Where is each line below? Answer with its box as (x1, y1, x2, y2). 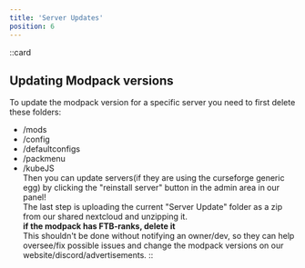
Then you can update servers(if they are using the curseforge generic (22, 173, 285, 184)
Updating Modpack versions (9, 73, 175, 88)
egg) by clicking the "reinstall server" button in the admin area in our (22, 183, 280, 194)
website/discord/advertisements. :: (22, 250, 154, 261)
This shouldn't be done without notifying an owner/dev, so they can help (22, 231, 295, 242)
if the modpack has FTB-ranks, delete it (22, 221, 176, 232)
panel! (22, 192, 47, 203)
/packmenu (22, 154, 66, 164)
